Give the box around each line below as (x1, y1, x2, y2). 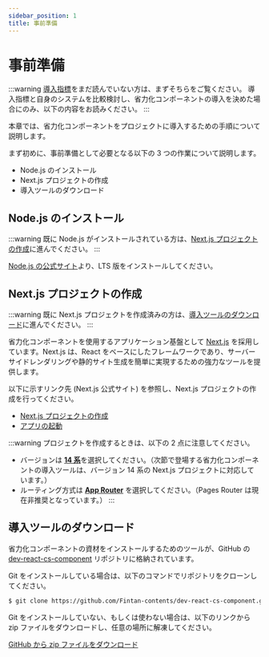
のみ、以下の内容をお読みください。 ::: (22, 104, 151, 114)
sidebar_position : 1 (8, 11, 78, 20)
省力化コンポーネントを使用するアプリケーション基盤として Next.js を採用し (8, 337, 259, 347)
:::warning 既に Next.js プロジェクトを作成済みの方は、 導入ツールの (8, 310, 231, 319)
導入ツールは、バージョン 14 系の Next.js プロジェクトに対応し (41, 465, 248, 475)
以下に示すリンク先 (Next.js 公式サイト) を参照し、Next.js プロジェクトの (8, 384, 250, 394)
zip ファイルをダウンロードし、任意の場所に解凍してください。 (8, 623, 216, 632)
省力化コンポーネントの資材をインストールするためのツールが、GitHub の (8, 543, 251, 554)
